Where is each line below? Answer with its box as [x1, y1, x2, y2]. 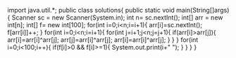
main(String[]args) [175, 6, 230, 14]
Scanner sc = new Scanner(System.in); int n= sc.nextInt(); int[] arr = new [11, 13, 223, 22]
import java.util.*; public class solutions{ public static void [7, 6, 175, 14]
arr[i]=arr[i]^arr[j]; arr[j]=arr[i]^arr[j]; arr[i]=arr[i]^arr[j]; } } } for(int [7, 36, 199, 44]
